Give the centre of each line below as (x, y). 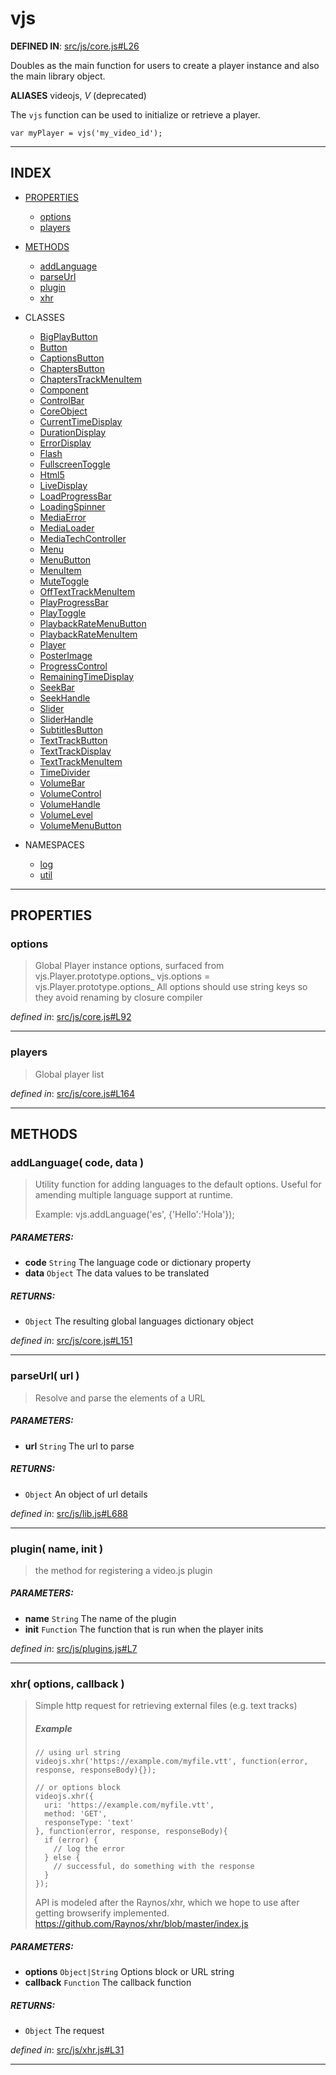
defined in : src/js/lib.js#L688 (69, 1513)
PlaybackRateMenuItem (88, 634)
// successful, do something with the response (154, 1867)
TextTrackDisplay (75, 751)
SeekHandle (65, 698)
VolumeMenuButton (80, 825)
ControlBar (62, 400)
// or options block (77, 1788)
